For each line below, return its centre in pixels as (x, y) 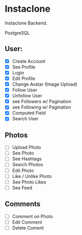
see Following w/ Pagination (42, 107)
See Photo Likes (29, 182)
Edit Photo (23, 170)
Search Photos (28, 165)
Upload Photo (26, 147)
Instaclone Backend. (26, 23)
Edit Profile (24, 78)
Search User (25, 119)
